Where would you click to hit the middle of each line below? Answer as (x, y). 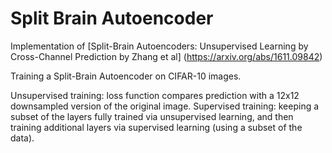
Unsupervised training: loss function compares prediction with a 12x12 (155, 95)
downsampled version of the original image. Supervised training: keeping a (165, 106)
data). (22, 138)
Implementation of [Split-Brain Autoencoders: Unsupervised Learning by (159, 46)
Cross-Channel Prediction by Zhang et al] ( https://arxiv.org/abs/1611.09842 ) (166, 56)
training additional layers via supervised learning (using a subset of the (156, 127)
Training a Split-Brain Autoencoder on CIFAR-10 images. (126, 76)
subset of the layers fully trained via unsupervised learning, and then (152, 116)
